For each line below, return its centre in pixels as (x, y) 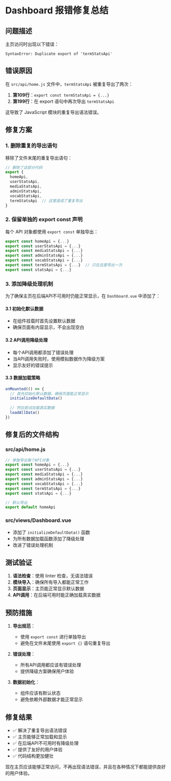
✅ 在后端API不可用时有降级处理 (46, 743)
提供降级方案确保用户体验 (47, 671)
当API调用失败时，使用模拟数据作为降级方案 (59, 359)
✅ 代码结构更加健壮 (33, 756)
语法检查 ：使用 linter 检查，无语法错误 (53, 576)
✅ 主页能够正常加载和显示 (40, 737)
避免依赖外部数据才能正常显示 (51, 699)
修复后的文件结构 (32, 435)
